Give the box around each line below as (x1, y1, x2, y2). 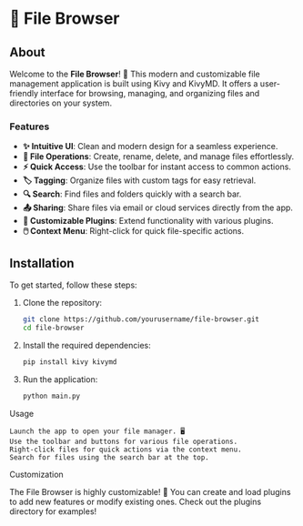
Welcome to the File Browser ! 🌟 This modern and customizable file (9, 68, 261, 79)
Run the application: (22, 373, 98, 385)
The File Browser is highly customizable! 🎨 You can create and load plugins (9, 486, 291, 497)
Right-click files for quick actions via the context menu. (9, 445, 243, 454)
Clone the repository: (22, 298, 103, 309)
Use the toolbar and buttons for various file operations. (9, 437, 238, 446)
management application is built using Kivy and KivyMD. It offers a (9, 78, 258, 89)
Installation (9, 255, 75, 271)
